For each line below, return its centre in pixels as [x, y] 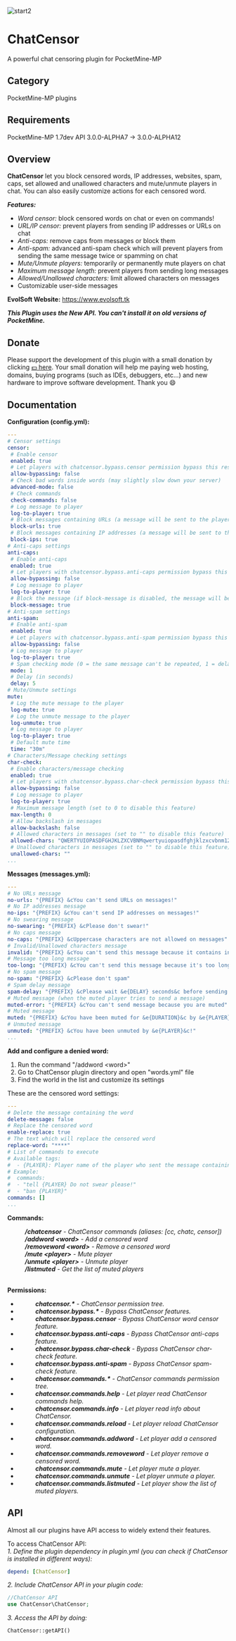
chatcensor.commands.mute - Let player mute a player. [118, 1468]
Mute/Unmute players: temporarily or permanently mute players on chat [122, 264]
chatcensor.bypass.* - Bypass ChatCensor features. [113, 1311]
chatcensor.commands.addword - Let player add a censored [126, 1438]
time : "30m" [28, 749]
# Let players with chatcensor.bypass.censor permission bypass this [114, 467]
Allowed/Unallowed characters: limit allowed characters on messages [118, 278]
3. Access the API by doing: [47, 1618]
